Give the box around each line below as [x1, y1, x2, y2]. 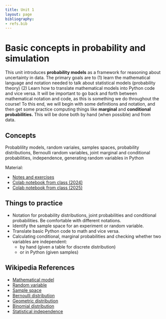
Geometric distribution [12, 298, 58, 304]
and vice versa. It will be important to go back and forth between [5, 90, 137, 97]
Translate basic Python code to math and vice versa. [12, 228, 120, 234]
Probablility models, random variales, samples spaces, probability [5, 144, 140, 150]
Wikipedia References [5, 263, 75, 272]
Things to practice [5, 199, 63, 207]
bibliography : [5, 16, 35, 21]
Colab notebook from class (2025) [12, 185, 83, 191]
